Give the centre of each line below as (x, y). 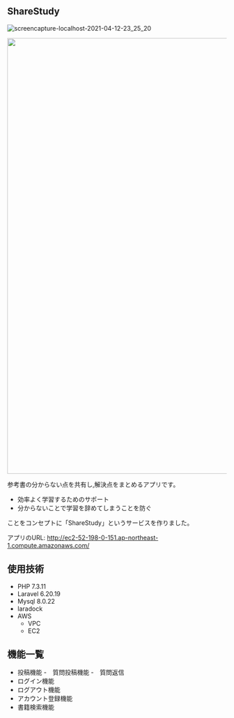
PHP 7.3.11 (32, 586)
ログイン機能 (36, 681)
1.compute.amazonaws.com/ (48, 545)
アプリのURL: (26, 537)
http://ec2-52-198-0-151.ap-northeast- (103, 537)
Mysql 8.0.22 (36, 601)
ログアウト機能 (39, 690)
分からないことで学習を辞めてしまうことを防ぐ (84, 507)
